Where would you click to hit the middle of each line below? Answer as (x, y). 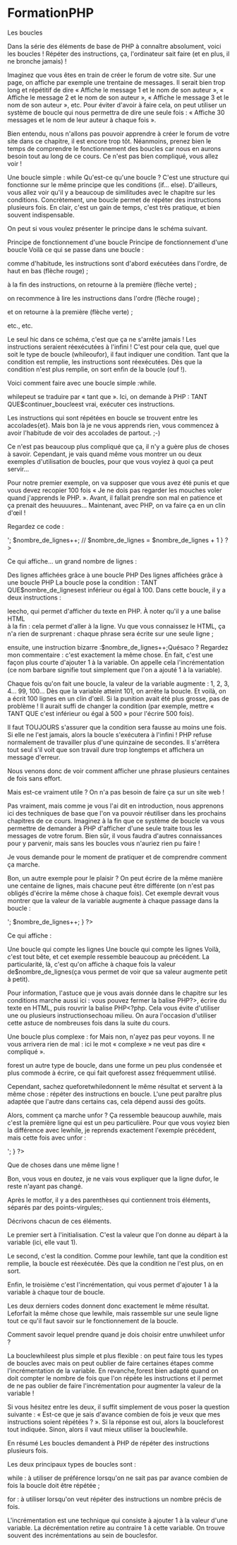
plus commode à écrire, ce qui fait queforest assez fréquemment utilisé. (112, 1073)
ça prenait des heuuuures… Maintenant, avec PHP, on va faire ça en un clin (116, 505)
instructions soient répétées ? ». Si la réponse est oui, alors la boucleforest (116, 1421)
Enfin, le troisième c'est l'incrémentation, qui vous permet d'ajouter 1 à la (113, 1284)
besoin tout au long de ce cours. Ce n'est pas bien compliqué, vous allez (113, 156)
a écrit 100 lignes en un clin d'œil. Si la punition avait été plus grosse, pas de (118, 698)
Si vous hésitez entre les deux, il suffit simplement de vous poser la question (119, 1407)
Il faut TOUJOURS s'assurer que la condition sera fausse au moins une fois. (117, 727)
